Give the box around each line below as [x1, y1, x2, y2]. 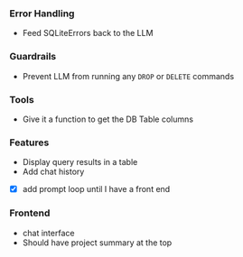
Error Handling [9, 7, 75, 20]
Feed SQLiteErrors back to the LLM [22, 28, 154, 39]
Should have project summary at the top [22, 237, 173, 248]
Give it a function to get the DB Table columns [22, 114, 194, 124]
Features [9, 136, 50, 149]
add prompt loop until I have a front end [22, 184, 171, 195]
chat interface [22, 227, 75, 238]
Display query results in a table [22, 157, 138, 168]
